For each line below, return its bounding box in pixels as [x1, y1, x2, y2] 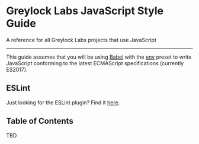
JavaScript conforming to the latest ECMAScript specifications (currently [6, 59, 184, 66]
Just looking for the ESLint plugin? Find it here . [6, 99, 120, 106]
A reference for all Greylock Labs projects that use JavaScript [6, 36, 157, 43]
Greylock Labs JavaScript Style [6, 4, 164, 18]
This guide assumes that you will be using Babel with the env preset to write [6, 53, 192, 60]
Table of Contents [6, 116, 74, 126]
